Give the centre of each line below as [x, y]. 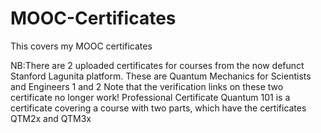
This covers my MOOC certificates [81, 46]
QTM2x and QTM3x [51, 118]
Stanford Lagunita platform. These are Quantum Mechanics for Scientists [161, 76]
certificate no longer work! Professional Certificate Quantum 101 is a [150, 97]
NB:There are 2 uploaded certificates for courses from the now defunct [157, 65]
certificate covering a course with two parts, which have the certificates [158, 108]
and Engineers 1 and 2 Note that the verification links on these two [147, 86]
